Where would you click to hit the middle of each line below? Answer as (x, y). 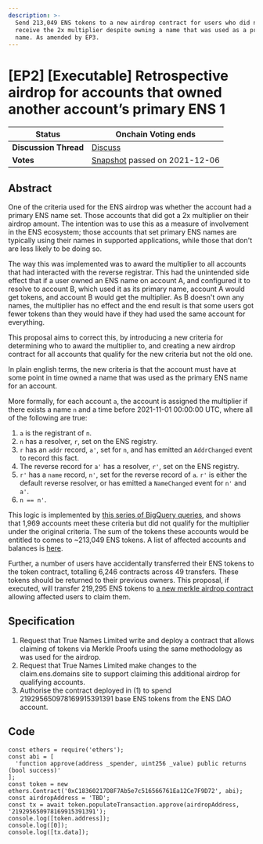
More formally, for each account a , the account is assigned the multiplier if (128, 401)
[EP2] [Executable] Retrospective (118, 76)
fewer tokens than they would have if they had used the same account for (127, 314)
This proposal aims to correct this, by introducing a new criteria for (116, 337)
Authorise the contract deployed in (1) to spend (95, 690)
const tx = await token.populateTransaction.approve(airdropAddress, (124, 805)
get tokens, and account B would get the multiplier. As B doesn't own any (126, 297)
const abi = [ (31, 757)
